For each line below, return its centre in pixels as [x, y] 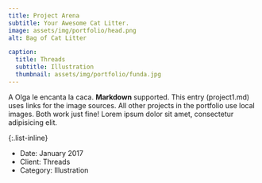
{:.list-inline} [28, 138]
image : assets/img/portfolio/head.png [72, 30]
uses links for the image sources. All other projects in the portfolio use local [132, 105]
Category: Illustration [54, 170]
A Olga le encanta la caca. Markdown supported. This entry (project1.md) [129, 97]
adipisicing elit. [33, 122]
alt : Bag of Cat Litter [48, 38]
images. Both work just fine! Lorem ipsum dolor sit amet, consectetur [121, 114]
